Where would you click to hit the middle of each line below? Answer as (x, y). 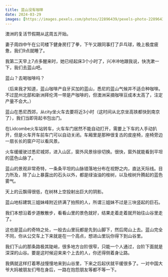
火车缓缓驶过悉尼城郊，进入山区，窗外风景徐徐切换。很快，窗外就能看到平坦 (84, 152)
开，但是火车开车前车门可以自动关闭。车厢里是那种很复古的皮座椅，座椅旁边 (84, 135)
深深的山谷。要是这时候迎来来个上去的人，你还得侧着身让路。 (69, 253)
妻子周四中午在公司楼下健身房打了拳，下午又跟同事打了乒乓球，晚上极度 (79, 44)
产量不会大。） (19, 101)
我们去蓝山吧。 (29, 67)
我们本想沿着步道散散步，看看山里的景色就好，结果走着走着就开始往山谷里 (82, 213)
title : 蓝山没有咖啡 (24, 10)
